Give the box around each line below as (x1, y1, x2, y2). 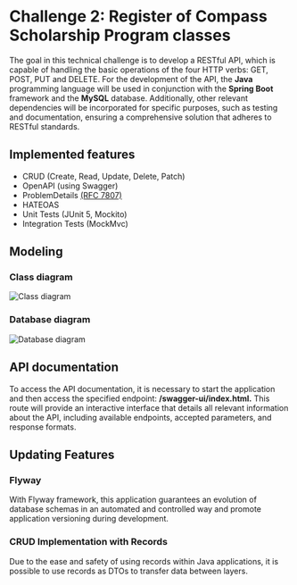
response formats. (9, 422, 77, 432)
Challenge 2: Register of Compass (9, 6, 268, 27)
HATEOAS (21, 199, 60, 210)
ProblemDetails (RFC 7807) (21, 189, 122, 200)
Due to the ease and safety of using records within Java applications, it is (9, 556, 279, 566)
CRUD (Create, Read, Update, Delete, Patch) (21, 171, 186, 181)
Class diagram (9, 271, 73, 283)
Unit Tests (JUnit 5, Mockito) (21, 208, 128, 220)
